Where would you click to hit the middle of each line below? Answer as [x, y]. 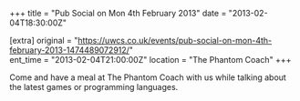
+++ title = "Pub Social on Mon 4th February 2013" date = [118, 13]
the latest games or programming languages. [94, 87]
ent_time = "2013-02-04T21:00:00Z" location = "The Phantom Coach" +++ [150, 60]
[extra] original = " [44, 40]
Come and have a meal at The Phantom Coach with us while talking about [148, 77]
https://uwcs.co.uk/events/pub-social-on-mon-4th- [175, 40]
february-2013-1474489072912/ [70, 50]
